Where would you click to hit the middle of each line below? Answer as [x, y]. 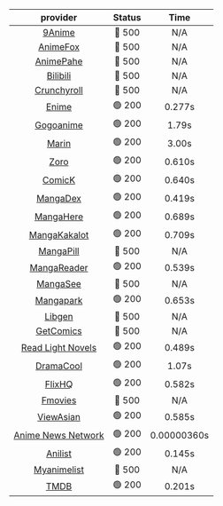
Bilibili [59, 76]
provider [59, 17]
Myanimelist [59, 470]
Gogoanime [59, 125]
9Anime [59, 32]
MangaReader [59, 267]
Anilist [59, 454]
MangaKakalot [59, 234]
